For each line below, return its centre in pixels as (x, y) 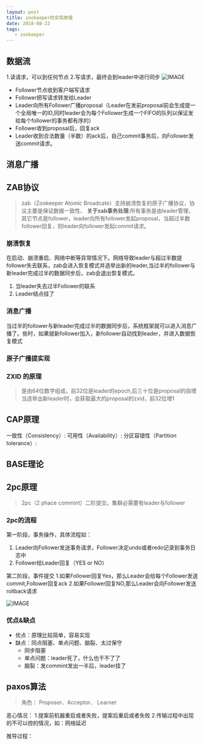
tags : (13, 29)
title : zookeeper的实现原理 (40, 18)
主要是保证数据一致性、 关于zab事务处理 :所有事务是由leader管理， (110, 211)
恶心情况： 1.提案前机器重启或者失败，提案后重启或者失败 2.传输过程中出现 (100, 716)
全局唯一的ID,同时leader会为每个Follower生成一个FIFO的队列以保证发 (107, 113)
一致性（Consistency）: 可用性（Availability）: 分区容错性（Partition (91, 436)
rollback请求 (22, 591)
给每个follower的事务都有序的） (55, 120)
